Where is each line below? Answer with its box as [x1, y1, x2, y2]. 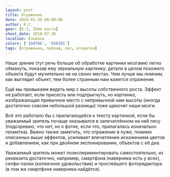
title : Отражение [5, 12, 42, 17]
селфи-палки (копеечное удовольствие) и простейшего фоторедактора [5, 160, 162, 167]
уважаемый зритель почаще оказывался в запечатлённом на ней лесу [5, 117, 161, 124]
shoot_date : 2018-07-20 [5, 31, 56, 36]
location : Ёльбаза [5, 36, 45, 42]
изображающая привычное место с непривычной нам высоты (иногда [5, 97, 160, 103]
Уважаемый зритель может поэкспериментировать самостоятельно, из [5, 149, 164, 155]
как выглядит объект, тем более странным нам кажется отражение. [5, 76, 155, 82]
